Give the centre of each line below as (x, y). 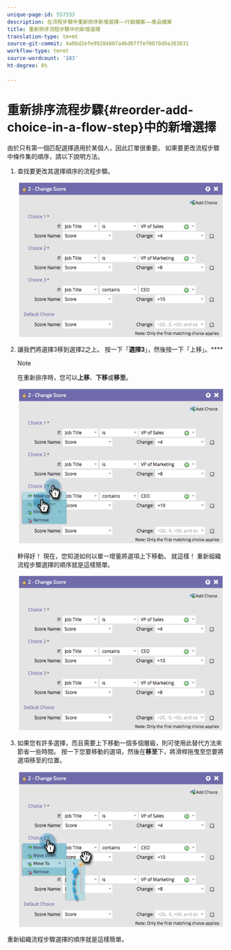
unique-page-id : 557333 (41, 14)
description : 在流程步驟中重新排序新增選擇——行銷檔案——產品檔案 (90, 22)
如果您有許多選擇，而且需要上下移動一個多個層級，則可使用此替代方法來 (119, 743)
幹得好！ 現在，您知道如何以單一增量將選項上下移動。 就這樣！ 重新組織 (119, 556)
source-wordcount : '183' (43, 59)
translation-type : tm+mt (43, 37)
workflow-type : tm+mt (38, 51)
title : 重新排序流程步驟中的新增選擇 (54, 29)
